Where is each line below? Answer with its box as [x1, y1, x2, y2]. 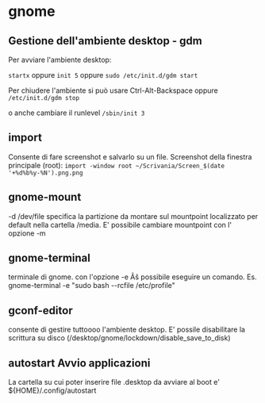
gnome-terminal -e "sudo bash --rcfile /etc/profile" [8, 281, 176, 290]
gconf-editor [8, 304, 73, 317]
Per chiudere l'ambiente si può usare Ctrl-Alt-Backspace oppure [8, 86, 218, 95]
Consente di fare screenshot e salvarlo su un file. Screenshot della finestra [8, 152, 252, 161]
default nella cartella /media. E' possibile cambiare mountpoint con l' [8, 220, 232, 229]
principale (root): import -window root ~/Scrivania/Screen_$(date [8, 160, 225, 170]
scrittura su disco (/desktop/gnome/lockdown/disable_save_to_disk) [8, 333, 232, 343]
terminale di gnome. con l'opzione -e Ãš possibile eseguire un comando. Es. [8, 272, 257, 282]
